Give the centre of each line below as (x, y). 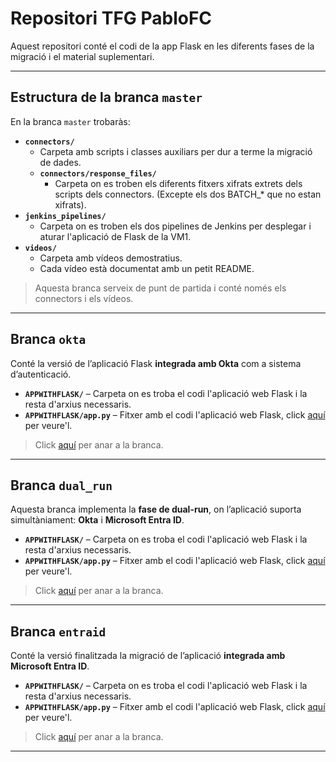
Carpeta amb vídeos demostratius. (111, 258)
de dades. (60, 162)
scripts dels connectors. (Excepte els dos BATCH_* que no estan (188, 194)
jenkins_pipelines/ (65, 216)
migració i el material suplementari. (82, 56)
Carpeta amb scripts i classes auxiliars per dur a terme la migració (176, 151)
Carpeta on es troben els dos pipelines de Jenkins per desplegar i (175, 226)
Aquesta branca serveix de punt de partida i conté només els (160, 288)
